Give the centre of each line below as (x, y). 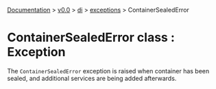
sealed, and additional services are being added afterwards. (92, 78)
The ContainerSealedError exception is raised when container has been (108, 71)
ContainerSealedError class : (91, 38)
